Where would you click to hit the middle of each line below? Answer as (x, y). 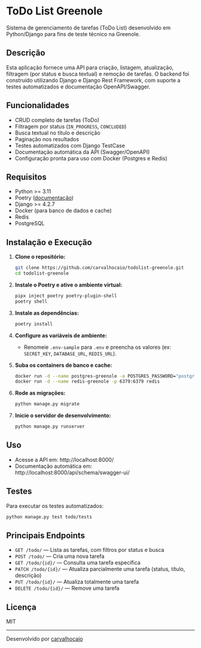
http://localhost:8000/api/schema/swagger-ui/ (72, 472)
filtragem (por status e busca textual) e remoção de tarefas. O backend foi (98, 74)
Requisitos (26, 177)
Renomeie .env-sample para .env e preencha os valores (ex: (98, 347)
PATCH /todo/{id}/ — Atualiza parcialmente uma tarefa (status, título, (100, 569)
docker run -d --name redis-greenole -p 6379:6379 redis (87, 382)
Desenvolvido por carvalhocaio (45, 639)
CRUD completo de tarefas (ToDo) (57, 120)
